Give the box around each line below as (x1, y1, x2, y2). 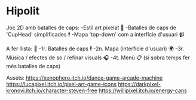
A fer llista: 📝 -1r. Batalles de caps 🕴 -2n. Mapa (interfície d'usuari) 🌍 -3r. (6, 45, 184, 52)
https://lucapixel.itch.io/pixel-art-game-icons (6, 80, 117, 87)
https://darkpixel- (118, 80, 161, 87)
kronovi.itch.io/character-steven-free (6, 87, 97, 94)
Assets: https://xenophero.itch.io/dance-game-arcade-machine (6, 74, 163, 81)
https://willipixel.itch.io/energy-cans (98, 87, 187, 94)
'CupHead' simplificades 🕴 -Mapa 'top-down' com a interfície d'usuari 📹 (6, 31, 185, 38)
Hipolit (6, 4, 40, 18)
